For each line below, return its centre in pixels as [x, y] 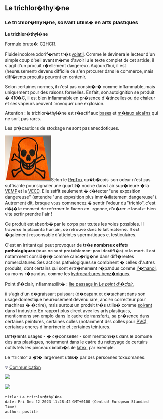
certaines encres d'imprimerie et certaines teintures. [58, 327]
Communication [25, 367]
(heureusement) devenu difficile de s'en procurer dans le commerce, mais [79, 71]
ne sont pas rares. [23, 118]
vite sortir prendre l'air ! [29, 214]
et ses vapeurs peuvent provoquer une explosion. [55, 103]
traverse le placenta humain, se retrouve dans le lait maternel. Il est [72, 229]
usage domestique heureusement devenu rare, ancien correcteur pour [76, 299]
